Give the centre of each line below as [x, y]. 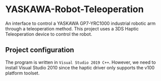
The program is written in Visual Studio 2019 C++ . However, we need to [80, 62]
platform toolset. [22, 73]
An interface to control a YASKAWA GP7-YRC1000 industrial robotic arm [80, 23]
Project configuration [40, 50]
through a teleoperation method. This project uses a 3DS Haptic [72, 28]
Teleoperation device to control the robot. [49, 34]
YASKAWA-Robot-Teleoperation [74, 9]
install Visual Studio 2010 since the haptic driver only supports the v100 [80, 67]
